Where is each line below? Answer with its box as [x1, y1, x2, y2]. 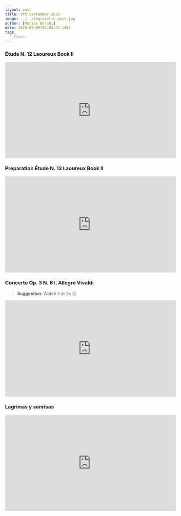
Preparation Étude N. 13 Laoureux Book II [5, 165, 103, 172]
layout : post [5, 7, 32, 12]
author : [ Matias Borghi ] [5, 21, 56, 26]
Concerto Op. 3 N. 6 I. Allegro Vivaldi [5, 279, 94, 286]
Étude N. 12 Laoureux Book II [5, 50, 74, 57]
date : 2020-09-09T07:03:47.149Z [5, 25, 71, 30]
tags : [5, 30, 16, 35]
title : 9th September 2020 [5, 12, 60, 17]
